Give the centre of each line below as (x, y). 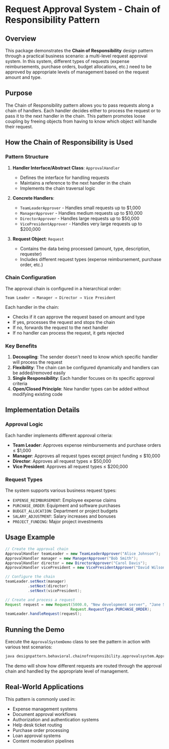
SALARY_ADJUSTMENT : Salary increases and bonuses (64, 516)
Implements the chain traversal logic (58, 188)
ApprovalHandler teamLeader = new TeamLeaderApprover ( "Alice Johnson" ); (83, 554)
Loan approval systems (37, 735)
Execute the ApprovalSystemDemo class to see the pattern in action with (78, 642)
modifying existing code (37, 394)
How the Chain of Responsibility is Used (69, 143)
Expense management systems (45, 709)
